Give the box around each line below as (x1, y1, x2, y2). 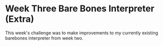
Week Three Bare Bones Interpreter (5, 3, 155, 14)
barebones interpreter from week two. (5, 35, 84, 41)
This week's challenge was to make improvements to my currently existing (5, 30, 159, 36)
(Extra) (5, 13, 34, 25)
